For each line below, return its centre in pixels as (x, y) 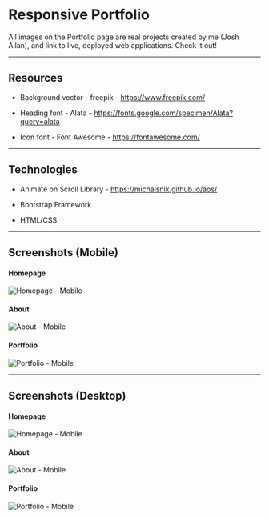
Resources (36, 78)
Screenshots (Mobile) (63, 253)
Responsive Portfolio (79, 15)
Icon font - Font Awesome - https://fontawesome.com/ (110, 137)
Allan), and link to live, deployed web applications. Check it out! (113, 45)
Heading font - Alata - (56, 113)
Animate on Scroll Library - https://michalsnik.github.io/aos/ (118, 189)
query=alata (40, 121)
